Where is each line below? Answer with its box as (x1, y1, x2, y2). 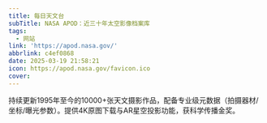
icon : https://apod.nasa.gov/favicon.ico (8, 65, 151, 73)
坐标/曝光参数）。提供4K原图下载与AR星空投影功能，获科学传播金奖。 (8, 105, 240, 115)
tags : (8, 27, 27, 35)
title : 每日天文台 (8, 11, 65, 20)
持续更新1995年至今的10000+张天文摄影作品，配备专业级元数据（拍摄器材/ (8, 95, 259, 105)
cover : (8, 72, 31, 80)
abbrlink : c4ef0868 (8, 49, 75, 57)
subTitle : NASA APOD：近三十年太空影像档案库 (8, 19, 150, 28)
